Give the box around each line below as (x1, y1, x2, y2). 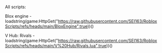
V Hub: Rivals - (5, 33, 35, 38)
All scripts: (5, 4, 27, 10)
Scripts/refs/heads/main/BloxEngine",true (5, 23, 88, 29)
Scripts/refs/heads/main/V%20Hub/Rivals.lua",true (5, 43, 107, 48)
